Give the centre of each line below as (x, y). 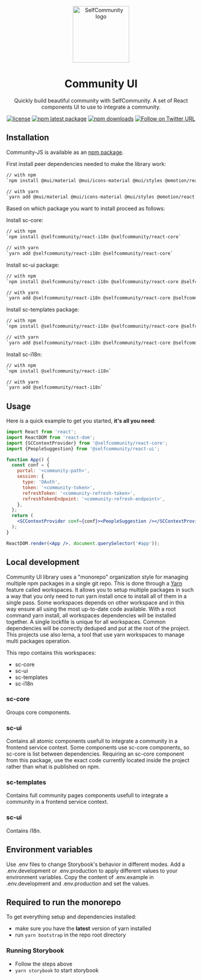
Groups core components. (38, 712)
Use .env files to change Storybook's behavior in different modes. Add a (96, 864)
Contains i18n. (24, 830)
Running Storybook (35, 950)
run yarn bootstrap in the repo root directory (70, 935)
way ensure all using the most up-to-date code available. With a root (91, 609)
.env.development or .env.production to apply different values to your (92, 870)
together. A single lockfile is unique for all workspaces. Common (86, 622)
